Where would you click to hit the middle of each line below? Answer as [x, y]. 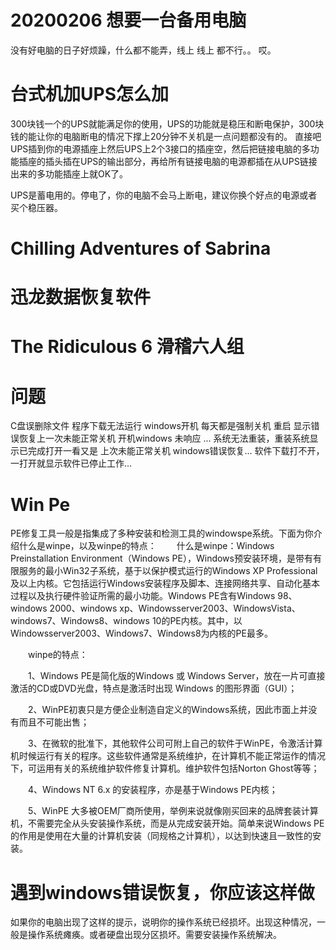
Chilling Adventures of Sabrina [141, 248]
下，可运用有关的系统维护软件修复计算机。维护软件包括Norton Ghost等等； [165, 768]
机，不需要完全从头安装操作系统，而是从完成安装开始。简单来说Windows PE [167, 823]
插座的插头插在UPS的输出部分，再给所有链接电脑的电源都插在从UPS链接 [168, 161]
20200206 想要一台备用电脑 [128, 20]
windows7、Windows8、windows [80, 621]
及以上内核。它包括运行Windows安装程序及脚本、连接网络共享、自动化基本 [165, 583]
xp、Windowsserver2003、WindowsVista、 [210, 608]
